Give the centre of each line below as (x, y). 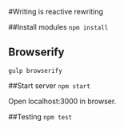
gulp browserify (35, 71)
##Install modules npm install (58, 27)
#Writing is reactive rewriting (56, 12)
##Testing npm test (40, 116)
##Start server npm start (49, 85)
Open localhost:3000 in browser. (62, 101)
